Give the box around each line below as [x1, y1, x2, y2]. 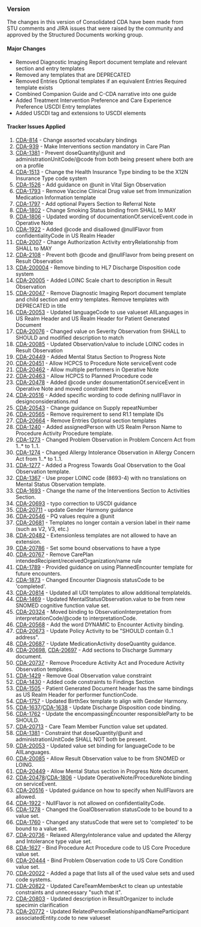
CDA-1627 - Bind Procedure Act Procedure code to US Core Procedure [15, 844, 191, 851]
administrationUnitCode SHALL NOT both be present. [15, 736, 147, 743]
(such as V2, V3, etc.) [15, 525, 69, 532]
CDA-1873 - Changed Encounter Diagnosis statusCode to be [15, 576, 165, 583]
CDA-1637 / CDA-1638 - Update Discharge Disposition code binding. [15, 704, 182, 711]
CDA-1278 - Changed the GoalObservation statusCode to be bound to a [15, 806, 193, 813]
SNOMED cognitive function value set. [15, 602, 110, 609]
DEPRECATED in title [15, 302, 66, 309]
